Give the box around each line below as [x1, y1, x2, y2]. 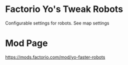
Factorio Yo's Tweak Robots [5, 3, 123, 15]
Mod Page [5, 37, 48, 49]
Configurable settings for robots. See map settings [5, 20, 109, 26]
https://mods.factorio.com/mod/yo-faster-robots [5, 54, 105, 60]
